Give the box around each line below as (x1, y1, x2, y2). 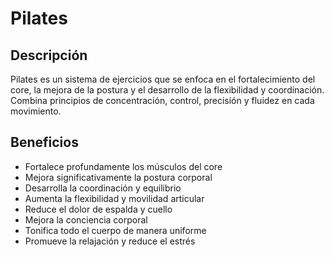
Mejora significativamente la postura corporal (24, 171, 213, 183)
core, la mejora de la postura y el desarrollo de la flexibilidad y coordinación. (10, 84, 325, 96)
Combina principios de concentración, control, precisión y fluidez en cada (10, 95, 315, 106)
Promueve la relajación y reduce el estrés (24, 235, 196, 247)
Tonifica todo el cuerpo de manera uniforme (24, 224, 207, 236)
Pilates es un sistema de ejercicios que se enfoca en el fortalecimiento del (10, 73, 316, 85)
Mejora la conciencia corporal (24, 213, 148, 226)
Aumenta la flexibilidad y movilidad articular (24, 192, 205, 204)
